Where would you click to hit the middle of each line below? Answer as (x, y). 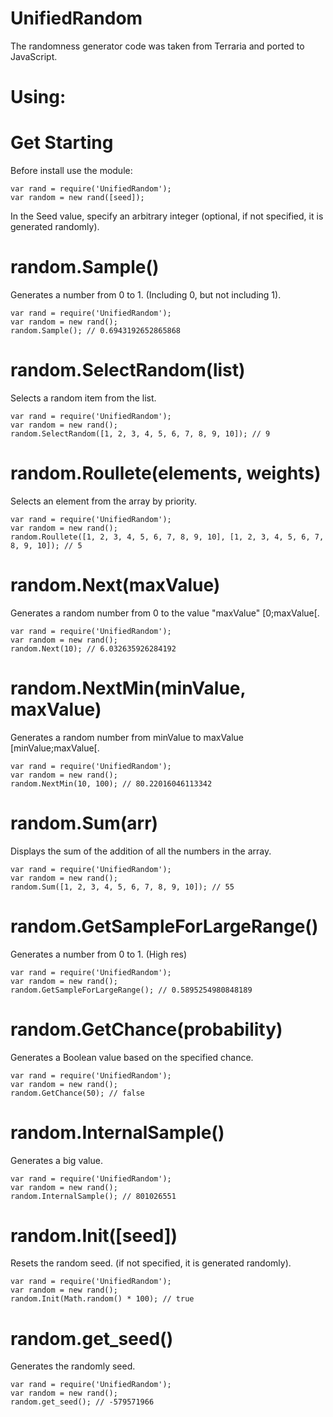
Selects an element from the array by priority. (104, 501)
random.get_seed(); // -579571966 (82, 1402)
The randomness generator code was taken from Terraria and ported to (157, 46)
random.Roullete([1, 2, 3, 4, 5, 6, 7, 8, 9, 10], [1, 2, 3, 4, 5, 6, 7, (167, 537)
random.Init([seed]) (94, 1235)
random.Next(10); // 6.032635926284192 (93, 648)
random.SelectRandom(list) (128, 370)
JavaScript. (34, 56)
